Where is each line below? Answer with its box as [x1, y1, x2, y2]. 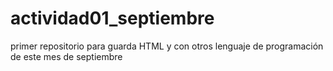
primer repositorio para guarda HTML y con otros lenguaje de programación [10, 40, 324, 52]
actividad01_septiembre [10, 7, 215, 30]
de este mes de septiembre [10, 50, 123, 62]
